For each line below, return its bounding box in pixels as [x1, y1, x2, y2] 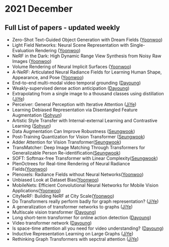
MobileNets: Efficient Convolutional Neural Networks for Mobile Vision [12, 182, 159, 188]
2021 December [5, 3, 73, 15]
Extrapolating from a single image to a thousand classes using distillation [12, 91, 164, 96]
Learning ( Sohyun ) [12, 123, 51, 129]
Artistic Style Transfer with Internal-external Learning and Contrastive [12, 118, 158, 123]
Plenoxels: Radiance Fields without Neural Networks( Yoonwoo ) [12, 171, 144, 178]
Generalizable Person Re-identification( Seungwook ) [12, 150, 121, 156]
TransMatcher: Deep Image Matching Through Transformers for [12, 145, 145, 150]
